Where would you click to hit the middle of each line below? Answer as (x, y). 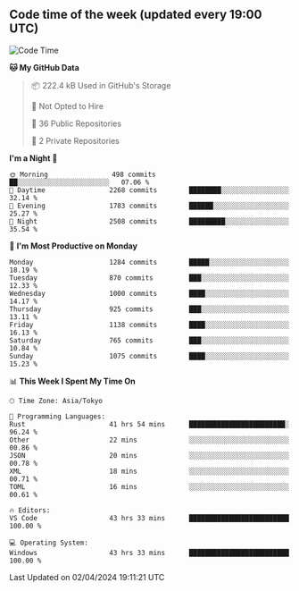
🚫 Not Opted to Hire (67, 106)
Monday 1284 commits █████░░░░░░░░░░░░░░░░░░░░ (149, 262)
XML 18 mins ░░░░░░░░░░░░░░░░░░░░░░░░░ (149, 471)
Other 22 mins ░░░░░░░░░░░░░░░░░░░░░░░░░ (149, 440)
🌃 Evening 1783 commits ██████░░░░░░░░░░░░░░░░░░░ (149, 206)
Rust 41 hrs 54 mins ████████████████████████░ (149, 424)
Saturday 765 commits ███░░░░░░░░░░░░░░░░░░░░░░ (149, 340)
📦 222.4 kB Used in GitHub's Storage (101, 85)
